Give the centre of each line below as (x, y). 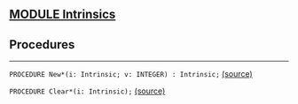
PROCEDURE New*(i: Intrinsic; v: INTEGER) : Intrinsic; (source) (131, 74)
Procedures (42, 45)
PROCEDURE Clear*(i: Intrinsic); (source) (87, 91)
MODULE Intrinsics (63, 15)
